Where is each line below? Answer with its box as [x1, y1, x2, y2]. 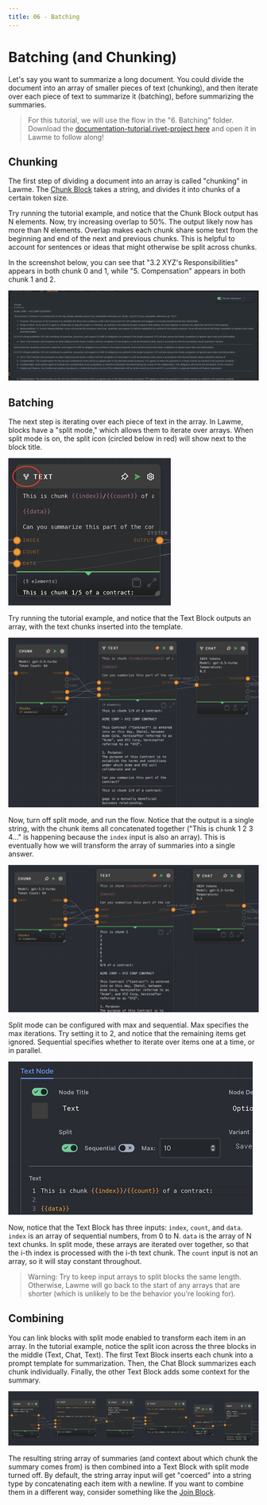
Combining [8, 1312, 64, 1325]
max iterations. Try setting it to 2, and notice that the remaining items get [8, 1028, 246, 1038]
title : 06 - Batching [8, 13, 80, 21]
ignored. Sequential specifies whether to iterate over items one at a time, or [8, 1037, 255, 1047]
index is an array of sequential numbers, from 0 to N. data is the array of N [8, 1230, 252, 1241]
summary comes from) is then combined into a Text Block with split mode [8, 1462, 250, 1472]
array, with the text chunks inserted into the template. [8, 622, 184, 632]
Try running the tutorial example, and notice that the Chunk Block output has [8, 209, 259, 218]
